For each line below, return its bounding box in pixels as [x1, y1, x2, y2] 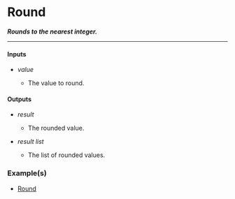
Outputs [7, 95, 32, 103]
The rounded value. [27, 124, 85, 133]
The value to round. [27, 79, 85, 87]
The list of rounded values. [27, 151, 106, 159]
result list [17, 138, 44, 146]
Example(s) [7, 168, 47, 178]
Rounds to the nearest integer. [7, 27, 98, 36]
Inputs [7, 50, 27, 58]
